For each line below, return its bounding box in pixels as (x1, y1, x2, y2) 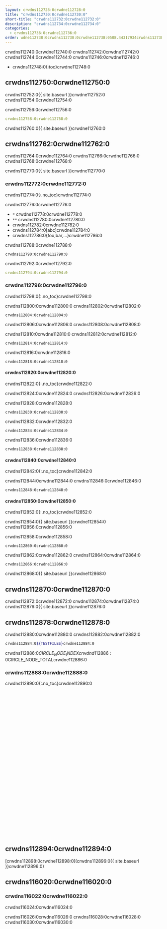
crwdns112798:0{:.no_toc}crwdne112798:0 (5, 293, 92, 299)
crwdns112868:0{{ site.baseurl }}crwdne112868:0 (5, 570, 106, 577)
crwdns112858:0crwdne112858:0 (5, 534, 72, 540)
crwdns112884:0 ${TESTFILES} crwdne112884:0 (5, 641, 94, 646)
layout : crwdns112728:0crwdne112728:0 (5, 7, 85, 12)
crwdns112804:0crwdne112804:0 (5, 313, 68, 318)
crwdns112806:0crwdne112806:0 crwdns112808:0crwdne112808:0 (5, 321, 141, 327)
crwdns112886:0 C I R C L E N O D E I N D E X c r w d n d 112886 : (5, 650, 112, 657)
